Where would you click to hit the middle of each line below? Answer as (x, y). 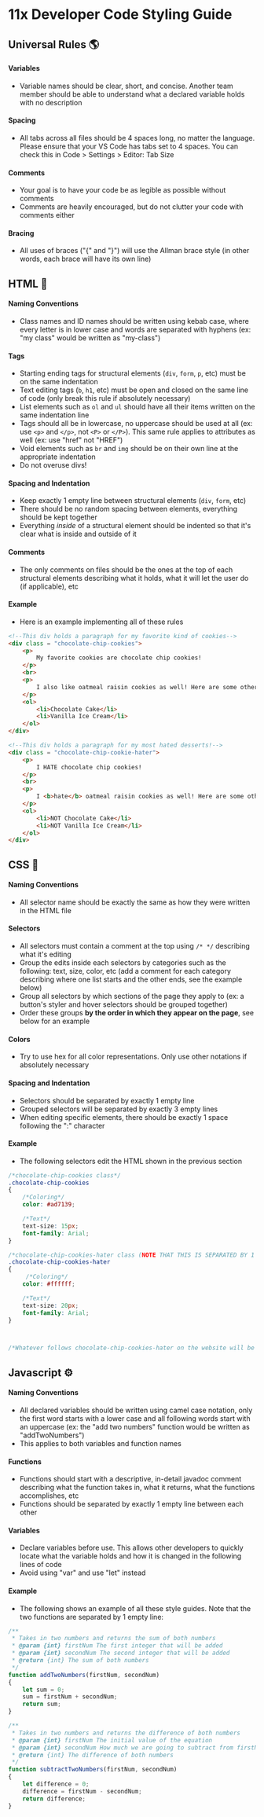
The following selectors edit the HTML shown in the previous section (131, 1161)
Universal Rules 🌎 (54, 44)
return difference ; (54, 1799)
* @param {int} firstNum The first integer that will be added (117, 1646)
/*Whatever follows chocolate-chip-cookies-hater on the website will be (132, 1348)
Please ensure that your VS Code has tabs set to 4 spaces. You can (129, 146)
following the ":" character (62, 1125)
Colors (19, 1039)
